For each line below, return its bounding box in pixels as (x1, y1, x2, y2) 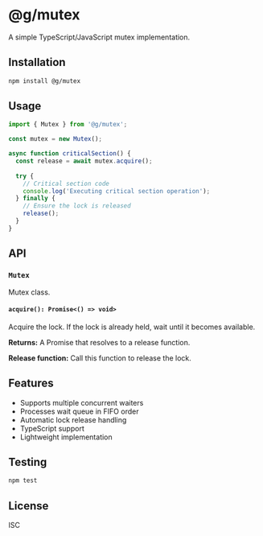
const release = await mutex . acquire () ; (15, 157, 153, 166)
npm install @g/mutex (8, 76, 81, 85)
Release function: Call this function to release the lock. (8, 353, 191, 363)
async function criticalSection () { (8, 150, 131, 158)
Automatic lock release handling (19, 414, 127, 424)
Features (8, 377, 54, 390)
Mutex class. (8, 287, 51, 297)
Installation (8, 56, 66, 69)
